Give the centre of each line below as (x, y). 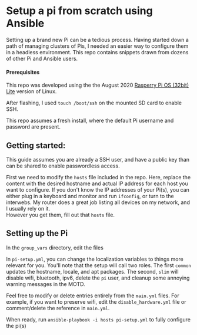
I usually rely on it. (28, 208)
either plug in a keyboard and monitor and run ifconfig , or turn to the (90, 196)
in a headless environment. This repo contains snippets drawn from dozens (97, 52)
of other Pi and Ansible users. (42, 58)
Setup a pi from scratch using (79, 11)
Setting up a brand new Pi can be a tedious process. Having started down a (98, 40)
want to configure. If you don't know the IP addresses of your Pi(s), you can (98, 189)
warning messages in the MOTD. (46, 284)
